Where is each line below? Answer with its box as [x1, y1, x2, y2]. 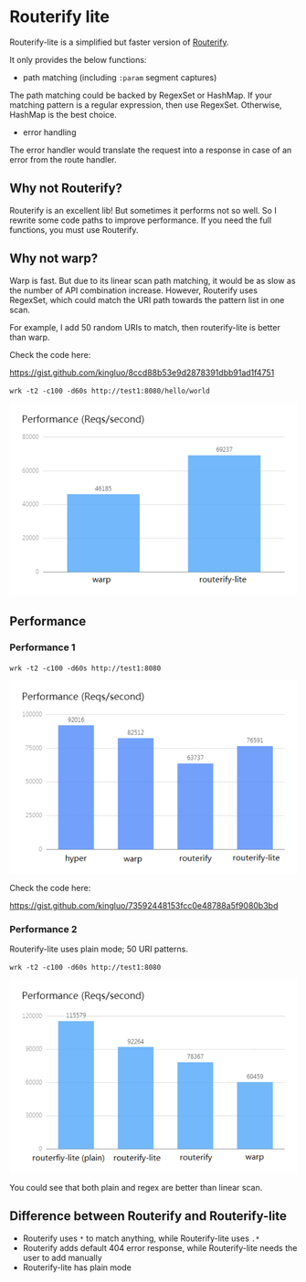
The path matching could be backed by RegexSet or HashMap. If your [9, 89, 272, 100]
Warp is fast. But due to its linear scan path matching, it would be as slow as [9, 275, 296, 286]
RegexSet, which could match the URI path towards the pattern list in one [9, 294, 285, 305]
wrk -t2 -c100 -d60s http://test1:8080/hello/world [9, 386, 210, 395]
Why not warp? [9, 251, 99, 267]
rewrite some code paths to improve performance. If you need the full [9, 215, 272, 226]
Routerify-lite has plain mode [22, 1262, 132, 1273]
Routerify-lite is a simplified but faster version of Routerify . [9, 37, 229, 47]
